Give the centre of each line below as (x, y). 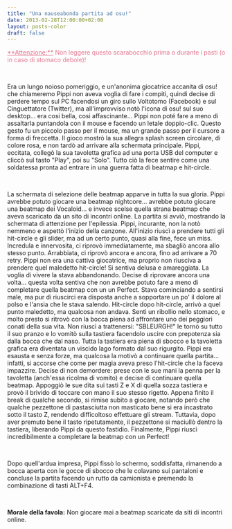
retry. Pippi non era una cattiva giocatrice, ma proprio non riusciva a (104, 261)
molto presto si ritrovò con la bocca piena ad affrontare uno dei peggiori (110, 319)
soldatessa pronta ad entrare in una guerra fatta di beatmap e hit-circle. (109, 167)
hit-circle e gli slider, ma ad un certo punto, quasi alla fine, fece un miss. (110, 239)
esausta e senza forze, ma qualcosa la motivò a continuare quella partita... (113, 356)
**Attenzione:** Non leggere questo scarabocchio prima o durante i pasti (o (116, 53)
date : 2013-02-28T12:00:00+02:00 (55, 20)
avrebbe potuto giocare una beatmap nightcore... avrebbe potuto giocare (111, 202)
